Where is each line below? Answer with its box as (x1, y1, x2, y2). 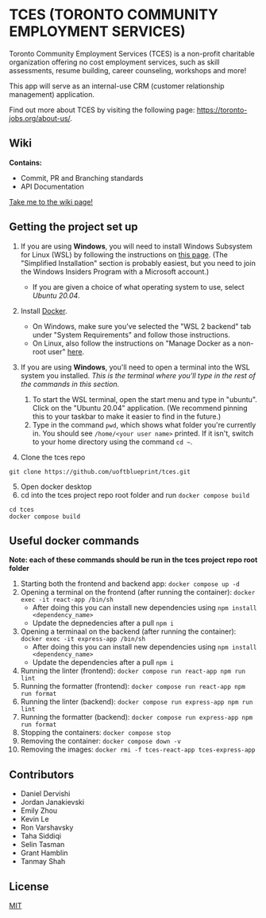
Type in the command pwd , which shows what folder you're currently (32, 420, 256, 429)
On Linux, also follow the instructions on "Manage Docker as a (32, 338, 237, 348)
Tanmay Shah (20, 857, 66, 866)
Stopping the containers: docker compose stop (20, 728, 172, 737)
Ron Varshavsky (20, 822, 74, 833)
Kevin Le (20, 814, 50, 824)
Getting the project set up (9, 221, 138, 234)
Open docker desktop (20, 482, 92, 491)
